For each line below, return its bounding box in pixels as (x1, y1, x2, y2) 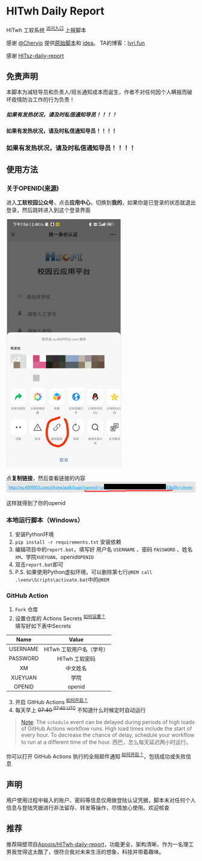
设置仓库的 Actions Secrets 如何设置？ (14, 614, 106, 622)
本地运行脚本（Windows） (6, 516, 84, 524)
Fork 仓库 (14, 606, 38, 613)
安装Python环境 (14, 530, 54, 538)
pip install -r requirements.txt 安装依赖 (14, 538, 121, 545)
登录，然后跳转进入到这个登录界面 (6, 206, 91, 214)
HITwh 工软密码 (57, 655, 96, 662)
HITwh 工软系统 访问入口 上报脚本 (6, 25, 87, 34)
